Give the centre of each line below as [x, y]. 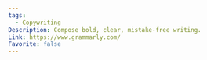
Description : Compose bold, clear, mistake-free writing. [105, 30]
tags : [17, 15]
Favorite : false [34, 44]
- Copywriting [38, 23]
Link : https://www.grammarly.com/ [65, 37]
